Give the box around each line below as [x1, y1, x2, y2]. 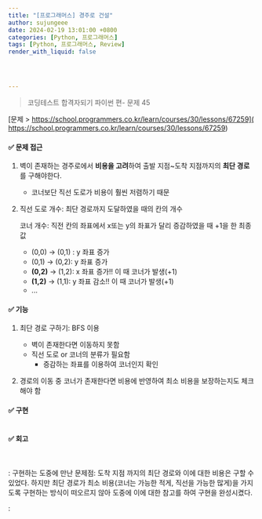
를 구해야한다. [19, 171, 63, 180]
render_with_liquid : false [8, 48, 96, 56]
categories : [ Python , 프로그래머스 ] [8, 33, 118, 42]
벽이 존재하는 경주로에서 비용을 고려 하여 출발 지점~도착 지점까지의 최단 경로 [19, 162, 250, 171]
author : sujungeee [8, 19, 68, 27]
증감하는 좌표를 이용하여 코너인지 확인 [42, 360, 159, 369]
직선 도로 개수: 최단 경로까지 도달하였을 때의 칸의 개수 [19, 205, 183, 214]
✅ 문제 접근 [8, 142, 43, 151]
